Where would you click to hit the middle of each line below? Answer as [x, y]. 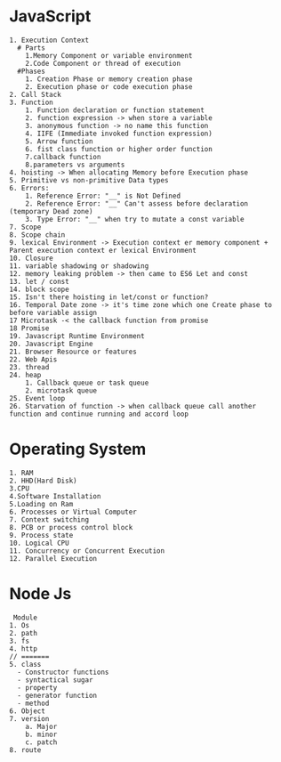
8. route [25, 750]
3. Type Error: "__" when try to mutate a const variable [135, 219]
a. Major [41, 726]
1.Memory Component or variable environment [109, 55]
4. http [24, 649]
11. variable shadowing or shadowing [79, 266]
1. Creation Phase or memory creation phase [109, 79]
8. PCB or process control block [71, 527]
